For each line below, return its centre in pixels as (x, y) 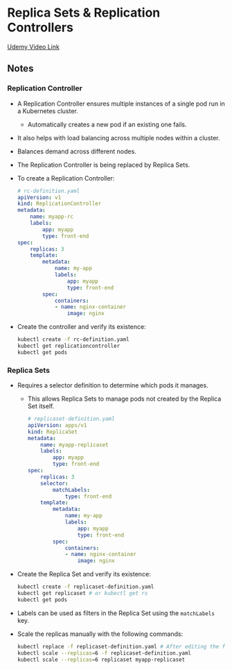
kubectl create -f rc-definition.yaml (73, 340)
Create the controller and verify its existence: (82, 327)
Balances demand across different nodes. (77, 151)
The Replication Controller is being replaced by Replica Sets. (104, 165)
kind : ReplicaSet (53, 432)
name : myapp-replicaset (74, 445)
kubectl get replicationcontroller (69, 346)
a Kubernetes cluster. (47, 111)
